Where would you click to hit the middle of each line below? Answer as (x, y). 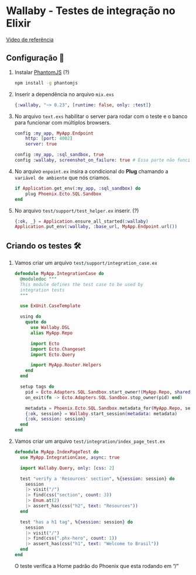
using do (31, 317)
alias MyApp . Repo (51, 333)
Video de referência (30, 39)
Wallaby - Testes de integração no (91, 11)
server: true (41, 144)
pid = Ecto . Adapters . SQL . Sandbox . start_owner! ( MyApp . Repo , (99, 392)
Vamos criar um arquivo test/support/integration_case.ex (86, 263)
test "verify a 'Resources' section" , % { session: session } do (97, 479)
